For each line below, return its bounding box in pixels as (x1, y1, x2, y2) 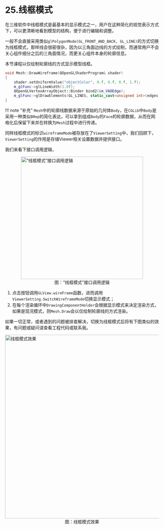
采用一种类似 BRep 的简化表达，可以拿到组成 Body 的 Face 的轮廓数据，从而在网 (5, 114, 155, 120)
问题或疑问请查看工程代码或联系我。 (18, 325, 91, 331)
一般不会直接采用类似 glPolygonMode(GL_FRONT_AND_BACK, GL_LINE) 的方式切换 (5, 38, 159, 44)
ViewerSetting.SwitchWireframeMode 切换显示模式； (12, 296, 115, 302)
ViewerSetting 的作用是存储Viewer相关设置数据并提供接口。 (5, 136, 124, 142)
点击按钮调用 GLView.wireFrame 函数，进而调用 (12, 290, 103, 296)
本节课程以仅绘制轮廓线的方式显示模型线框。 (5, 61, 95, 67)
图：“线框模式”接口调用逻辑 (54, 280, 110, 286)
